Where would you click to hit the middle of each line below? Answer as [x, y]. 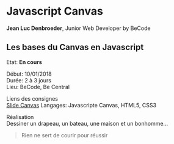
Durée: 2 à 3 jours [29, 80]
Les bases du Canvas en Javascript [75, 47]
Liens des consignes [32, 98]
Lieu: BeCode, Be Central [38, 87]
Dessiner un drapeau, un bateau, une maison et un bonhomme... [87, 123]
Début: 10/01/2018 [29, 74]
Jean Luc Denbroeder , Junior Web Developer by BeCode [78, 28]
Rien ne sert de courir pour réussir [64, 135]
